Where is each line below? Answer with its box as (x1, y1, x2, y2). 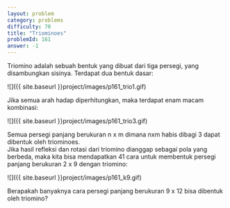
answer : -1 (7, 42, 39, 49)
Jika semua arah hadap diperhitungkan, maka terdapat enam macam (7, 96, 204, 104)
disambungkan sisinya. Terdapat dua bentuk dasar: (7, 69, 154, 77)
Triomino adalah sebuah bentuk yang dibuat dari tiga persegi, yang (7, 62, 199, 70)
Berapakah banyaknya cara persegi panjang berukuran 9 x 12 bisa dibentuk (7, 187, 224, 195)
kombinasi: (7, 104, 38, 111)
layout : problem (7, 10, 54, 17)
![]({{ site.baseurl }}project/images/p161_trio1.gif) (7, 83, 147, 90)
